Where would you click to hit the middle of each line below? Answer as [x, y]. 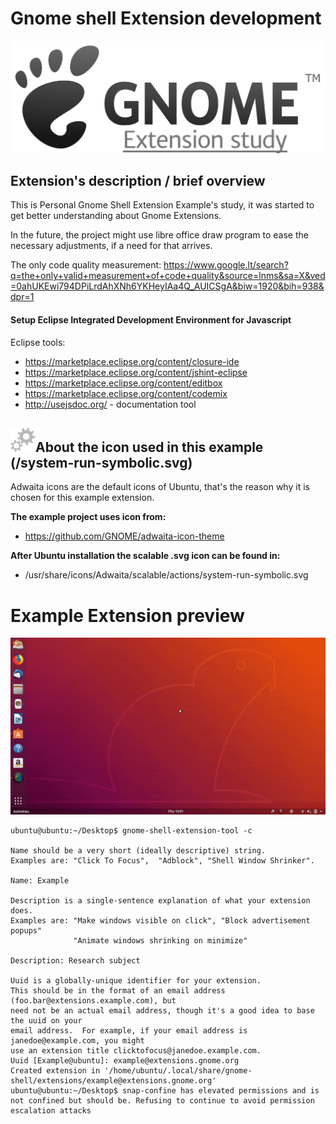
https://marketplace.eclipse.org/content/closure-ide [132, 361]
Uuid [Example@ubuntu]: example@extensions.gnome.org [125, 1061]
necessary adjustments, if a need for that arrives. [111, 246]
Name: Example [40, 881]
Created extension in [55, 1071]
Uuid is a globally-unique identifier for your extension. [136, 981]
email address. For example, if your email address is [129, 1031]
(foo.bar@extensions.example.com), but [93, 1001]
